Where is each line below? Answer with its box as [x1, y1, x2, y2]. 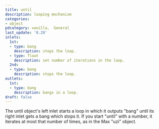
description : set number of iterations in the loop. [14, 58, 125, 63]
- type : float [9, 53, 39, 58]
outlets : [5, 76, 23, 81]
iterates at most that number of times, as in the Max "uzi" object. [5, 119, 137, 125]
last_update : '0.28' [5, 30, 48, 35]
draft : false [5, 94, 32, 99]
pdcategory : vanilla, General [5, 26, 70, 31]
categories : [5, 16, 30, 21]
